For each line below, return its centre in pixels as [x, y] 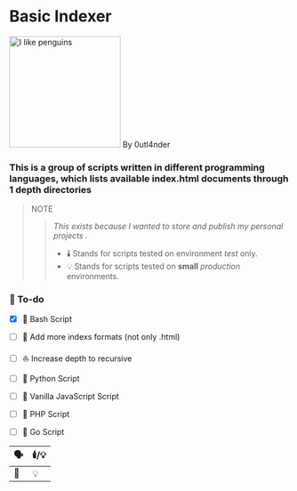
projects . [70, 236]
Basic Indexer [60, 16]
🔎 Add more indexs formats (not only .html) [101, 336]
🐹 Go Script [43, 431]
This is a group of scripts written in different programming [137, 167]
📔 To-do [27, 300]
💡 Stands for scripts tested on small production [153, 266]
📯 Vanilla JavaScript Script [71, 396]
